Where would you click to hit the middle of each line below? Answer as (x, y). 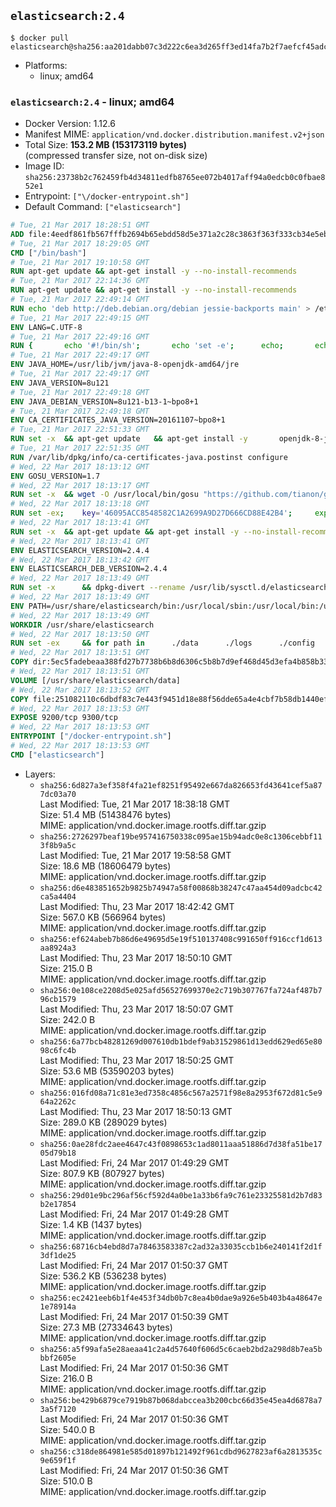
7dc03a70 (58, 794)
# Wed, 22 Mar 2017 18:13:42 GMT (80, 560)
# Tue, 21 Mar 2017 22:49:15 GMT (80, 318)
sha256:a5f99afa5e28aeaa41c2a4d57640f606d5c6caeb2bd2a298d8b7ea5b (181, 1349)
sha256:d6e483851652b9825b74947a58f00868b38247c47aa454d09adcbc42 (181, 888)
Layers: (40, 774)
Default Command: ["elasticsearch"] (103, 207)
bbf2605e (58, 1358)
